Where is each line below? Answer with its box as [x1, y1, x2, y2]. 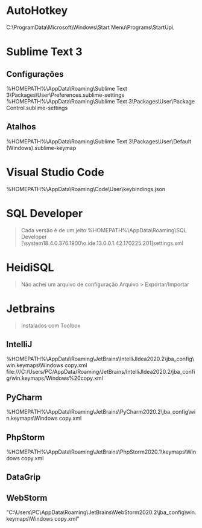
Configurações [6, 69, 65, 79]
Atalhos [6, 122, 36, 132]
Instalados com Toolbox [21, 322, 81, 329]
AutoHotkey [6, 4, 68, 18]
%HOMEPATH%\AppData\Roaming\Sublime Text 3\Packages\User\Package [6, 97, 195, 105]
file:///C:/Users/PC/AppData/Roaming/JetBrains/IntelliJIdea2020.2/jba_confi [6, 368, 195, 376]
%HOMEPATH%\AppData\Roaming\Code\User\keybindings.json [6, 185, 166, 192]
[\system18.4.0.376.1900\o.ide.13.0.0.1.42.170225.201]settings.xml [21, 240, 184, 247]
